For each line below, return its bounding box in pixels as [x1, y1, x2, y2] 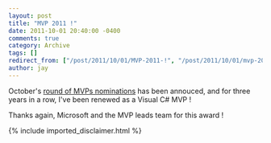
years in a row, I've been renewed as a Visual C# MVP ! [8, 94, 192, 104]
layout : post [8, 11, 52, 20]
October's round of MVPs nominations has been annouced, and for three [8, 86, 251, 96]
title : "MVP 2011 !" [8, 19, 78, 27]
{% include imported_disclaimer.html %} [8, 125, 143, 135]
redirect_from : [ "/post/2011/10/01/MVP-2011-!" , [8, 57, 175, 65]
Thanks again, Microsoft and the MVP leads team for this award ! [8, 110, 224, 120]
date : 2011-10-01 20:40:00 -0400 [8, 27, 121, 35]
